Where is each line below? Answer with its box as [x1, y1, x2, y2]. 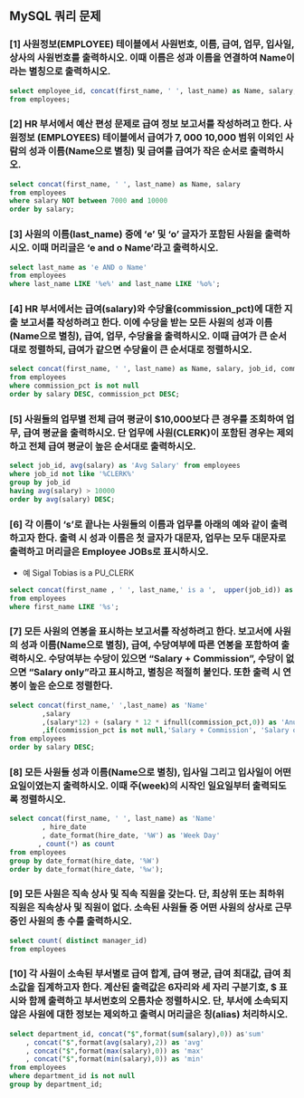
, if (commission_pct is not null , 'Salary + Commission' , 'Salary [42, 726, 290, 735]
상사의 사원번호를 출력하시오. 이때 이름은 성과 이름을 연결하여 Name [9, 52, 287, 64]
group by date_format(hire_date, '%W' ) [9, 856, 160, 865]
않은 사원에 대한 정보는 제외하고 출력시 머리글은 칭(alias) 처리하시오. [9, 1008, 289, 1021]
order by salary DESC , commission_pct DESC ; [9, 390, 180, 399]
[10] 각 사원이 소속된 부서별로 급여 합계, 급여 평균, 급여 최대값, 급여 [9, 968, 281, 980]
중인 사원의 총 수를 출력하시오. [9, 915, 133, 928]
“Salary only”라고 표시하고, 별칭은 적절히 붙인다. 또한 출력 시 [28, 666, 281, 679]
